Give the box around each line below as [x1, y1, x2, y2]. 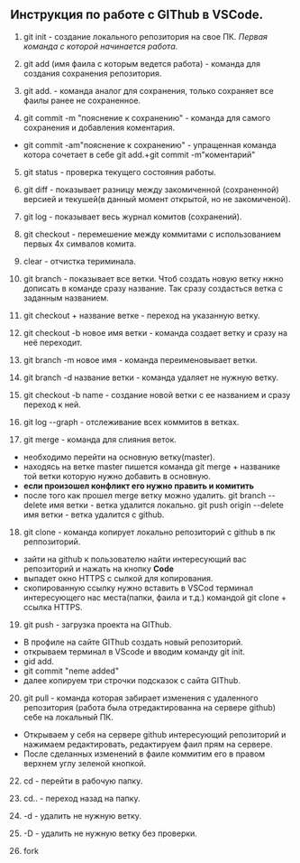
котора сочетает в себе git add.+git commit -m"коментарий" [23, 149, 256, 160]
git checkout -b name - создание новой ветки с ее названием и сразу [23, 389, 291, 400]
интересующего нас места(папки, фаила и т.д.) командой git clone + [23, 591, 287, 603]
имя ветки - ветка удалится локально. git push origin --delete [49, 499, 285, 510]
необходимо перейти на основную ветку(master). [23, 451, 215, 462]
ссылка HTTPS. [23, 601, 83, 612]
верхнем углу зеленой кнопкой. [23, 757, 147, 768]
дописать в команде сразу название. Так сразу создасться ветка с [23, 283, 283, 293]
